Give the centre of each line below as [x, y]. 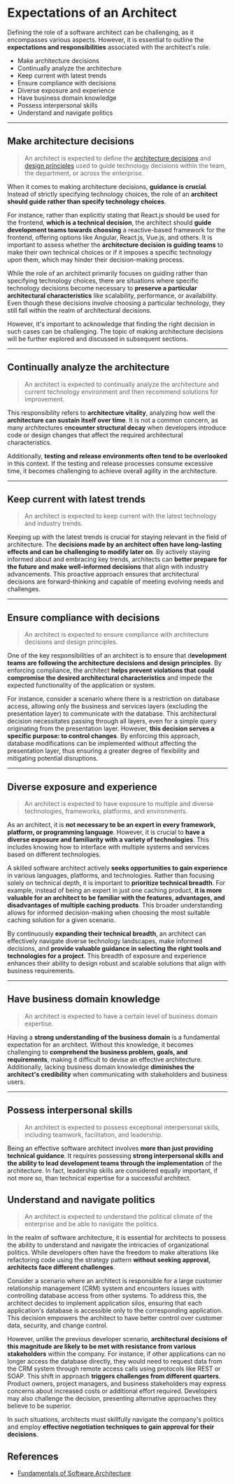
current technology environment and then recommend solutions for [121, 391]
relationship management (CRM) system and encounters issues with [106, 1288]
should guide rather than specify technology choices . [87, 202]
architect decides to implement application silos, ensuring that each [105, 1303]
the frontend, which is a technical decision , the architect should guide [109, 222]
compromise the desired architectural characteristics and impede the [110, 678]
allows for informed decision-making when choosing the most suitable [109, 912]
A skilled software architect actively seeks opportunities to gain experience [117, 868]
